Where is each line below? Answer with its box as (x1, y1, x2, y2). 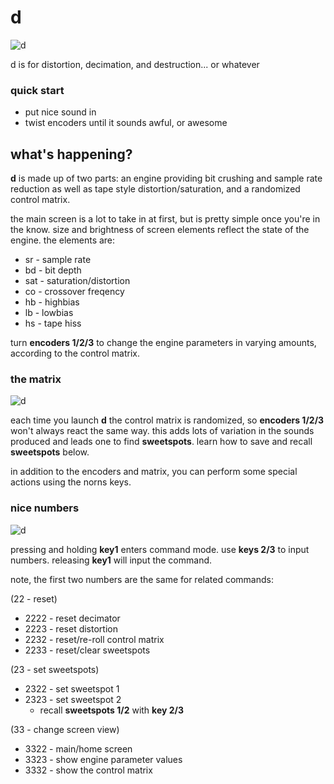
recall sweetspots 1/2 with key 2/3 (39, 704, 185, 716)
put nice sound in (24, 106, 97, 118)
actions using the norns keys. (10, 476, 132, 488)
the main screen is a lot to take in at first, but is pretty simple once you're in (10, 213, 321, 225)
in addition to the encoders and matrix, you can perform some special (10, 466, 298, 478)
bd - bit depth (24, 264, 82, 276)
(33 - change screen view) (10, 723, 120, 735)
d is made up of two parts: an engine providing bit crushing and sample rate (10, 172, 323, 185)
